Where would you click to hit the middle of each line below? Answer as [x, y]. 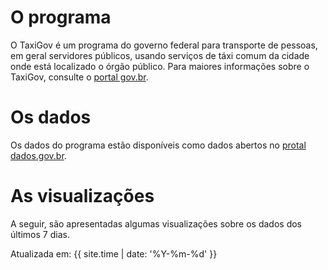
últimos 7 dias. [40, 234]
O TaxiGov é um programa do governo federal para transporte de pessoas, [164, 45]
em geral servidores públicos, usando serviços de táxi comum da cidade [160, 55]
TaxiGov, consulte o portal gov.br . [79, 77]
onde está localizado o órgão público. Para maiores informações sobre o [160, 66]
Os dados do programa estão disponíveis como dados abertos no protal [158, 145]
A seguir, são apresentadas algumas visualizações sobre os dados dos [156, 223]
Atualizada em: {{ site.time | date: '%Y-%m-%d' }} [114, 253]
